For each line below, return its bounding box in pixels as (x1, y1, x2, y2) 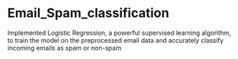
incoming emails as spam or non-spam (7, 43, 122, 52)
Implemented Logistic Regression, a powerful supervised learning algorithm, (7, 28, 232, 37)
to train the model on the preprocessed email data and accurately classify (7, 36, 224, 44)
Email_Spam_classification (7, 5, 170, 21)
